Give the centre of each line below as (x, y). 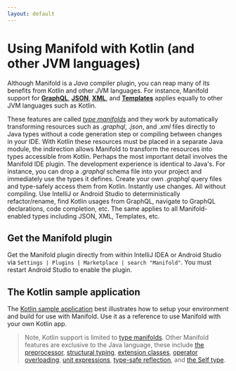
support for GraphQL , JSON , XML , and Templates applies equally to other (115, 98)
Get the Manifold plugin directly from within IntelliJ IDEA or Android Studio (114, 255)
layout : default (31, 14)
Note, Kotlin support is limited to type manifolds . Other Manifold (117, 337)
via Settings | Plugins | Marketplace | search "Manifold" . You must (110, 262)
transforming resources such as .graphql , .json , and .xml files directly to (111, 126)
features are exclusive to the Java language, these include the (114, 345)
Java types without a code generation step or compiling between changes (115, 134)
